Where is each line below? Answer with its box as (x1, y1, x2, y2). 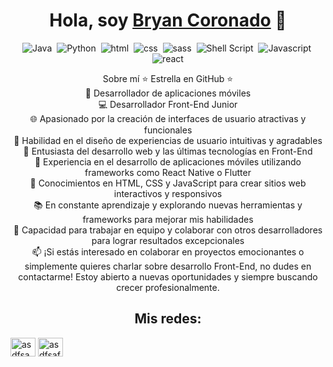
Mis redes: (134, 310, 202, 328)
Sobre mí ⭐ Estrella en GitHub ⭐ (102, 72, 234, 84)
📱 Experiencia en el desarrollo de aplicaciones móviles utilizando (34, 155, 302, 168)
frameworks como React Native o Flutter (84, 166, 252, 178)
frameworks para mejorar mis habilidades (82, 213, 254, 225)
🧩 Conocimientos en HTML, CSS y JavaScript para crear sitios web (29, 177, 307, 189)
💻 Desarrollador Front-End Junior (98, 98, 238, 110)
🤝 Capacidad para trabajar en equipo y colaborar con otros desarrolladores (13, 224, 323, 236)
